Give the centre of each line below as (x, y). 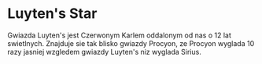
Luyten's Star (52, 14)
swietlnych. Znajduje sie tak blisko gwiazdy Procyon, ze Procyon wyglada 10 (131, 43)
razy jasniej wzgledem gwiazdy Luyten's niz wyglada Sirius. (104, 52)
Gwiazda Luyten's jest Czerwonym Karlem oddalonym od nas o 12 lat (119, 35)
